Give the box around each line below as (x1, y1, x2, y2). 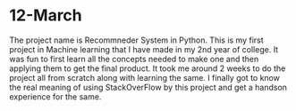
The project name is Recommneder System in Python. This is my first (9, 35, 264, 45)
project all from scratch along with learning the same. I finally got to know (9, 72, 280, 83)
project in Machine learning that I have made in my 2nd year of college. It (9, 44, 279, 54)
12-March (9, 5, 82, 26)
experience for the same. (9, 91, 102, 102)
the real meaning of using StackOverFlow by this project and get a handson (9, 82, 288, 92)
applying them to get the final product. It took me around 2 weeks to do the (9, 63, 286, 74)
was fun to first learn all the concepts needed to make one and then (9, 53, 259, 64)
